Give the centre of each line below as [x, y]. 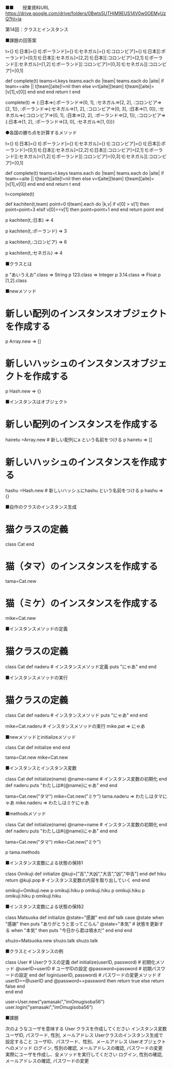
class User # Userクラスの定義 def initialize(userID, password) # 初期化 [81, 962]
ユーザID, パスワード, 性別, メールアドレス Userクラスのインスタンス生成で [84, 1035]
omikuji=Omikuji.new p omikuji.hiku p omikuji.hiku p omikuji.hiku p [75, 890]
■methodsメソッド [26, 814]
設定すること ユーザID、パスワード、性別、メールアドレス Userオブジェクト [86, 1042]
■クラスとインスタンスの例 [34, 951]
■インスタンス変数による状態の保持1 [44, 863]
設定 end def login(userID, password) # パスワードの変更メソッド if [90, 975]
